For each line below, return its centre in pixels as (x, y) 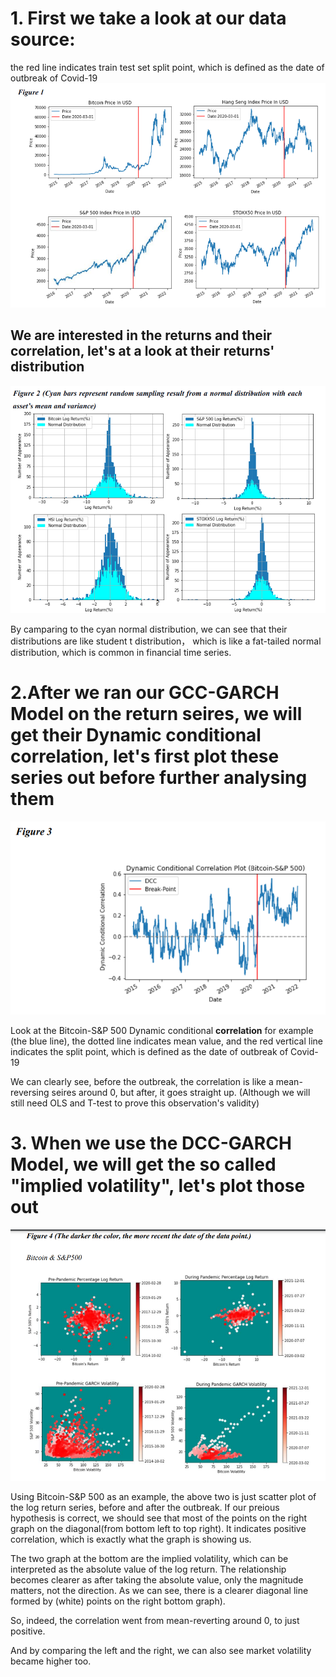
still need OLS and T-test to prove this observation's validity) (135, 1103)
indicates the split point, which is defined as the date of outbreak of (149, 1052)
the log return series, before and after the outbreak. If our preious (145, 1507)
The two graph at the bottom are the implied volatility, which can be (149, 1558)
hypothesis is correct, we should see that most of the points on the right (159, 1518)
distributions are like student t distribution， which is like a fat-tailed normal (166, 641)
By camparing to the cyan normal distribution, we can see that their (149, 629)
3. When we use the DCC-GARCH (151, 1143)
